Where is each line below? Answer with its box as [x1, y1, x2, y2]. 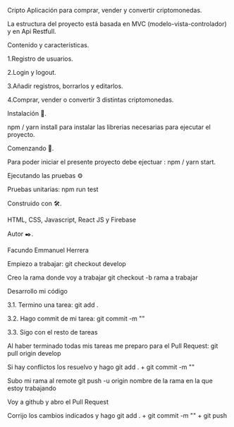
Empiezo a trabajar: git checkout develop [7, 260, 127, 267]
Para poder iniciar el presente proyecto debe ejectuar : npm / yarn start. [7, 158, 216, 166]
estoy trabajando [7, 384, 56, 392]
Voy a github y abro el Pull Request [7, 398, 109, 406]
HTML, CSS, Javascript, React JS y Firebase [7, 215, 136, 224]
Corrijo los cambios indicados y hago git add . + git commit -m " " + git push [7, 411, 228, 419]
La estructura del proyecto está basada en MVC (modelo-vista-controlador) [7, 20, 227, 28]
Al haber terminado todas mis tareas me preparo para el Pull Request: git [7, 342, 218, 350]
